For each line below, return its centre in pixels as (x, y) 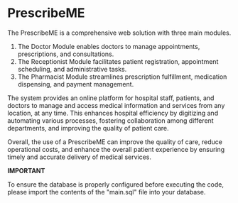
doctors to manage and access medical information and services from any (116, 105)
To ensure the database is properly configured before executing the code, (116, 184)
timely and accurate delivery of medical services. (79, 157)
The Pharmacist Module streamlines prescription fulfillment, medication (122, 77)
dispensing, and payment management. (76, 84)
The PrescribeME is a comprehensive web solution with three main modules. (119, 33)
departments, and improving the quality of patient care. (88, 128)
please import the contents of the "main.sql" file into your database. (107, 192)
